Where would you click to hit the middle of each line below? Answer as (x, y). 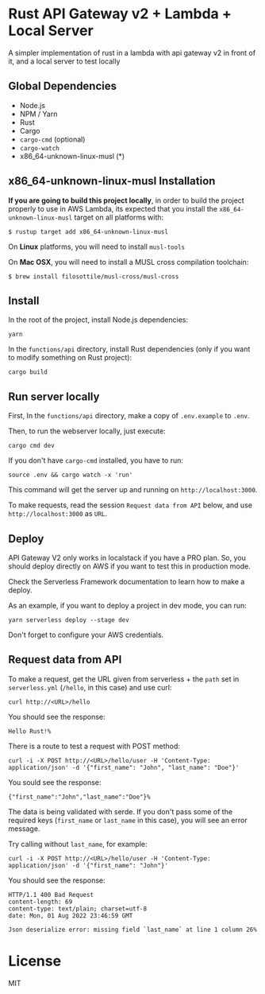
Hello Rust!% (30, 731)
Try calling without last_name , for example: (78, 844)
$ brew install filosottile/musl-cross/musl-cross (94, 276)
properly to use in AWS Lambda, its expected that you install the (113, 208)
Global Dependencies (63, 86)
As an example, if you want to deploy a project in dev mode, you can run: (128, 606)
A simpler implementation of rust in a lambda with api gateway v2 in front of (132, 52)
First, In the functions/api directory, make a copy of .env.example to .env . (129, 416)
